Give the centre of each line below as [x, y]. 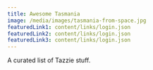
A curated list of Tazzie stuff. [49, 60]
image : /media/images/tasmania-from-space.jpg [77, 21]
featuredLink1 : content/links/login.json [69, 27]
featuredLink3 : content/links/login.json [69, 40]
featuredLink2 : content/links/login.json [69, 34]
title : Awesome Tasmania [44, 14]
